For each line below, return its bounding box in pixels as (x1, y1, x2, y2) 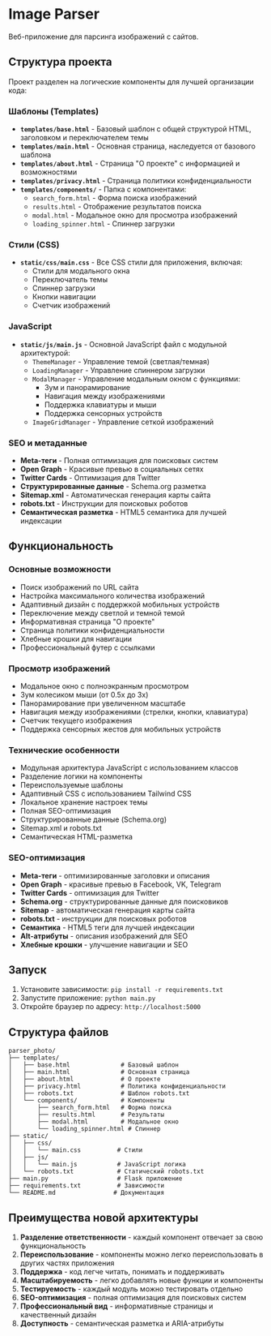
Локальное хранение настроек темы (19, 797, 148, 807)
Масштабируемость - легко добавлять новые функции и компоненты (19, 1275, 264, 1285)
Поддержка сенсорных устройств (44, 408, 163, 418)
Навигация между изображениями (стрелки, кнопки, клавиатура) (19, 707, 249, 716)
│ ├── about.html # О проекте (8, 1076, 161, 1084)
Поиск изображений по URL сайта (19, 582, 139, 592)
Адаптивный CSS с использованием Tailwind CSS (19, 788, 192, 799)
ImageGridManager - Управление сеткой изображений (32, 417, 214, 427)
